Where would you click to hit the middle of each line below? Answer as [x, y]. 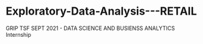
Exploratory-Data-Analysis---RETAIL [101, 11]
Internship [19, 34]
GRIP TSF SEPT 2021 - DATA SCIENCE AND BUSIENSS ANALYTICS [90, 28]
